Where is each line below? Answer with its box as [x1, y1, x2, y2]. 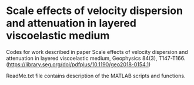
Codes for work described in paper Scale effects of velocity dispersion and [6, 48, 188, 55]
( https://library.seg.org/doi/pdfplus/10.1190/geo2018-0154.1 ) [6, 60, 151, 68]
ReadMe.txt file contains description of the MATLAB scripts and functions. [6, 72, 186, 79]
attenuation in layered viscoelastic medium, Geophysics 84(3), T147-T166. [6, 55, 186, 62]
